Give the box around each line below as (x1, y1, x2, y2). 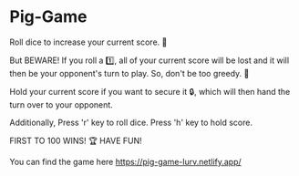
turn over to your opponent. (9, 98, 114, 110)
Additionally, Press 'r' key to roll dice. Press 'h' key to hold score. (9, 117, 253, 128)
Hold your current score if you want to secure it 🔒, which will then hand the (9, 86, 291, 97)
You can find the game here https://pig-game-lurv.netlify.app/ (9, 156, 242, 167)
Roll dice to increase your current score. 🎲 (9, 36, 168, 47)
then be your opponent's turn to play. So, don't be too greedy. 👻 (9, 67, 250, 78)
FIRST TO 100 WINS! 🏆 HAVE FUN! (9, 135, 143, 146)
